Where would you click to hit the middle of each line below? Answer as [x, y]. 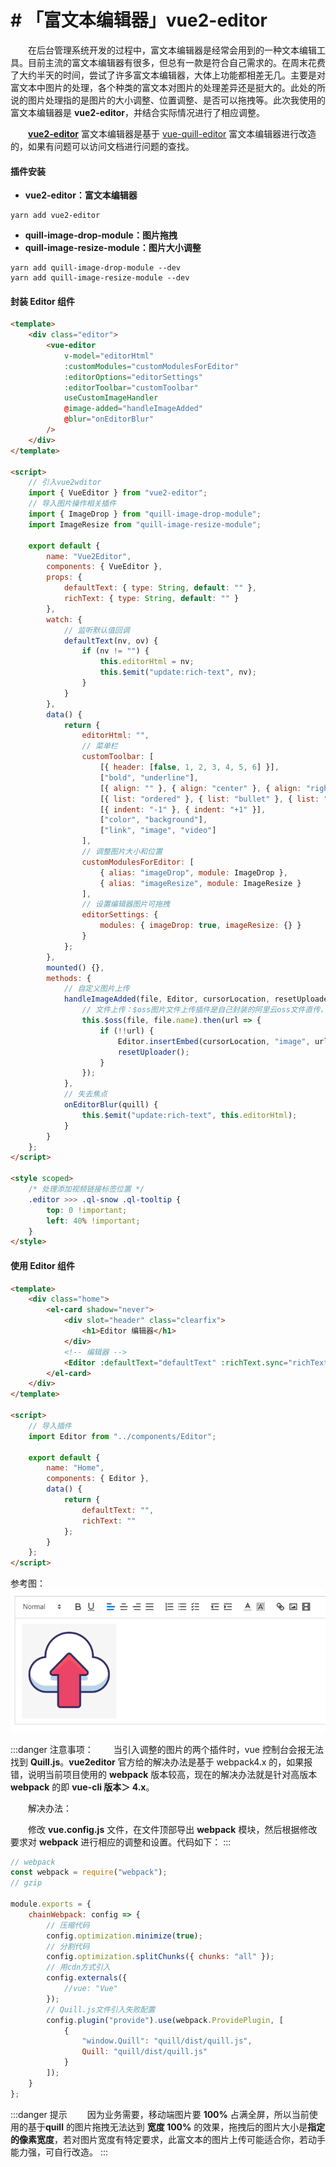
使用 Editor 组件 [43, 1265]
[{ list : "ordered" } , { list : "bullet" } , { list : [209, 799]
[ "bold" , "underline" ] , [149, 777]
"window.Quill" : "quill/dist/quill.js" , [167, 2041]
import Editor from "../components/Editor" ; [122, 1436]
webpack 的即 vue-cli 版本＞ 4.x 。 [82, 1787]
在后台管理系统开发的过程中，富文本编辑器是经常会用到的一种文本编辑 [172, 50]
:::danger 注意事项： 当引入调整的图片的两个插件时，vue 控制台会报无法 [167, 1749]
